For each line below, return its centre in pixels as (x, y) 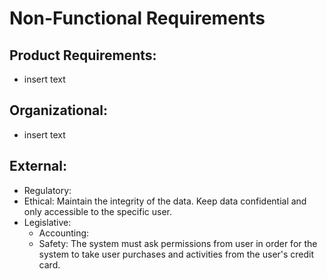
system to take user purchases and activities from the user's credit (176, 254)
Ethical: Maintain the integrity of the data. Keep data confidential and (165, 201)
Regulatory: (47, 190)
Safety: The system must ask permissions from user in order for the (178, 243)
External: (38, 166)
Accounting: (64, 233)
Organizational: (58, 110)
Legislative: (47, 222)
